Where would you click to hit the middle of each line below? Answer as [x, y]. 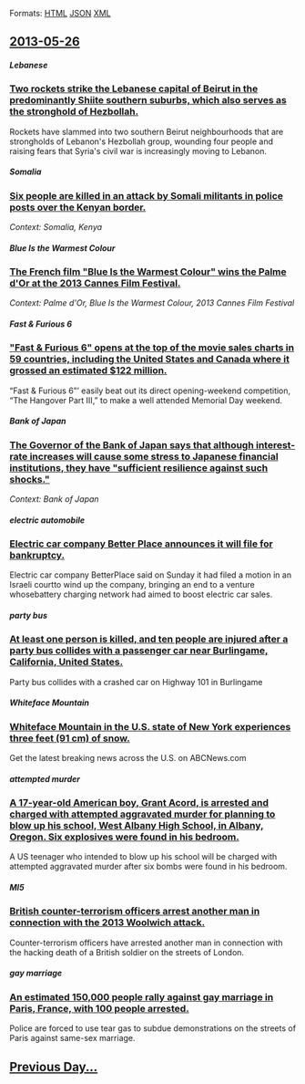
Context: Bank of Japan [54, 499]
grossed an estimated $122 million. [88, 370]
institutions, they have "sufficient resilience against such [139, 467]
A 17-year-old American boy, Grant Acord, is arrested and [139, 803]
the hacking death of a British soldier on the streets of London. [127, 952]
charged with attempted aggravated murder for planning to [142, 814]
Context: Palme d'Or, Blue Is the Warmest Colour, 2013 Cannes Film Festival [152, 303]
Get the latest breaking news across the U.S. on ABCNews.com [128, 758]
